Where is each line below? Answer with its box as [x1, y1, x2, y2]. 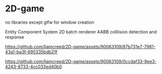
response [5, 34, 25, 40]
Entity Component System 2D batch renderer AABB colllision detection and [5, 29, 157, 35]
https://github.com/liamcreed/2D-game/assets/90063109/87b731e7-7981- [5, 43, 156, 49]
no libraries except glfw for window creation [5, 19, 94, 25]
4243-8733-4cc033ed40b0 [5, 64, 62, 70]
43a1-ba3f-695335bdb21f [5, 49, 57, 55]
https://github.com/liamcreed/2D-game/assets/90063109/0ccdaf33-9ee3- [5, 58, 157, 64]
